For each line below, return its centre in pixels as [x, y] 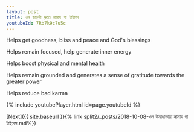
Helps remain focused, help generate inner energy [69, 52]
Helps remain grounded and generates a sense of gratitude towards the [95, 75]
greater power [24, 81]
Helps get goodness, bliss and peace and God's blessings [79, 40]
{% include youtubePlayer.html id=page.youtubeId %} [73, 105]
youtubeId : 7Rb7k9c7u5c [36, 23]
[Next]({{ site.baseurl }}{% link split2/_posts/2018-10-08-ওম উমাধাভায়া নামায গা [97, 117]
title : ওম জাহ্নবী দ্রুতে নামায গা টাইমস [43, 17]
